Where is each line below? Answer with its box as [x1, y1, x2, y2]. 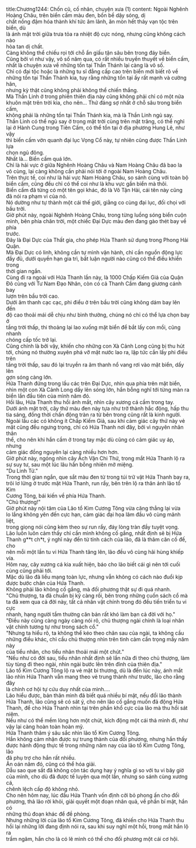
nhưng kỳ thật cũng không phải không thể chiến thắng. [6, 87, 139, 93]
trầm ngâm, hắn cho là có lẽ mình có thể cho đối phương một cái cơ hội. [6, 836, 180, 842]
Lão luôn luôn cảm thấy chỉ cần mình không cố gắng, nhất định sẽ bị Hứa [6, 530, 183, 537]
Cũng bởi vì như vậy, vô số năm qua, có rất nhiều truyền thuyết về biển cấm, [6, 56, 190, 62]
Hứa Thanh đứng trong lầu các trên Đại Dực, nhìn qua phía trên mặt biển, [6, 380, 181, 387]
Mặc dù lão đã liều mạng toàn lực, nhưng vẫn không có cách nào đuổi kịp [6, 573, 183, 580]
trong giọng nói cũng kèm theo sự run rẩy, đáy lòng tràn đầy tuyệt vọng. [6, 523, 180, 530]
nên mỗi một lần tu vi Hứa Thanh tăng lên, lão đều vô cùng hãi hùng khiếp [6, 548, 184, 555]
